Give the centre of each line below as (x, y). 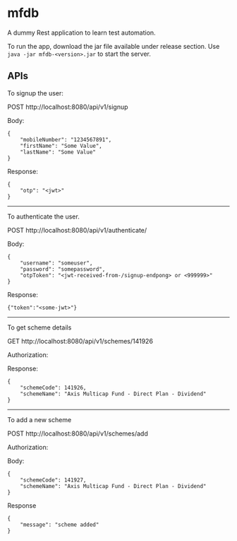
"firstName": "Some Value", (61, 146)
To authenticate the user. (43, 216)
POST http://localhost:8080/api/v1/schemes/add (78, 434)
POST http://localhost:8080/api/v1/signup (68, 107)
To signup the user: (35, 93)
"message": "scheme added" (60, 525)
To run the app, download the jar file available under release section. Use (114, 46)
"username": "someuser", (56, 263)
